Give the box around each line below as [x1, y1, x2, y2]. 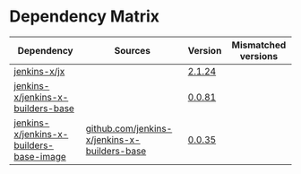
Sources [114, 44, 150, 57]
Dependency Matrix [9, 6, 159, 27]
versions [239, 49, 279, 62]
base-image [13, 150, 67, 162]
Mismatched [231, 39, 287, 51]
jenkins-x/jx [13, 65, 65, 77]
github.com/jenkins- [85, 122, 173, 135]
